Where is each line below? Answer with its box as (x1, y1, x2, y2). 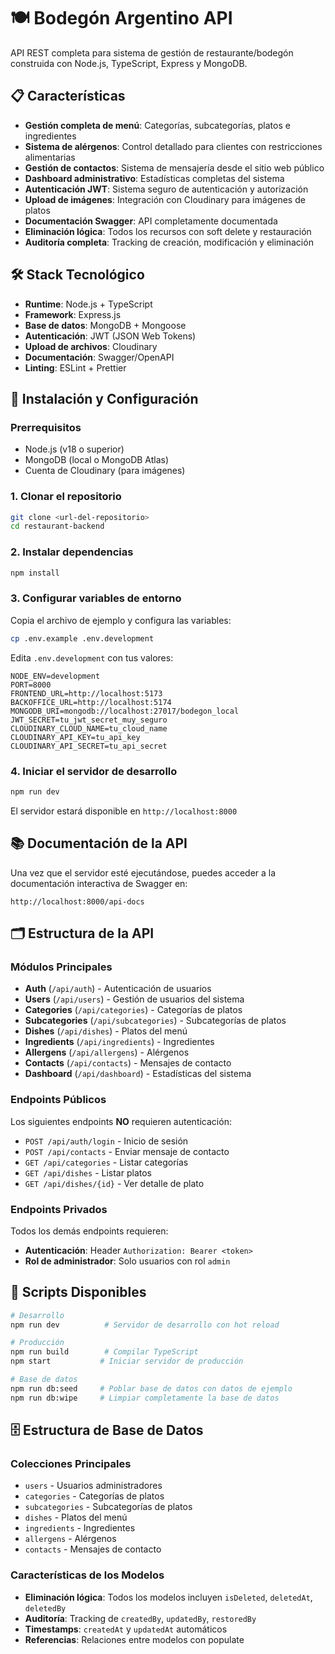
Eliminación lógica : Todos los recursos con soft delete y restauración (24, 225, 312, 237)
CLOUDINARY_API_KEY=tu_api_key (10, 732, 141, 742)
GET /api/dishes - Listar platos (24, 1166, 152, 1179)
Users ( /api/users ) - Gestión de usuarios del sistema (24, 993, 245, 1005)
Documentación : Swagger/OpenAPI (24, 351, 175, 363)
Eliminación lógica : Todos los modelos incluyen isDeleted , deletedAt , (24, 1591, 313, 1603)
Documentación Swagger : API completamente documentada (24, 215, 278, 227)
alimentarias (24, 151, 76, 163)
